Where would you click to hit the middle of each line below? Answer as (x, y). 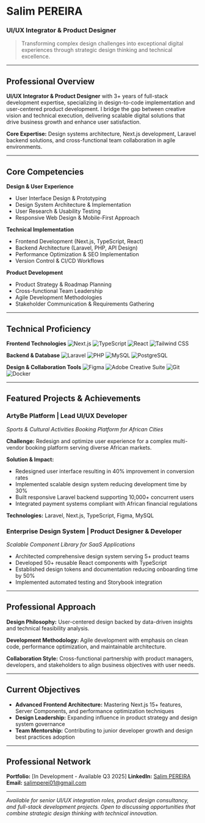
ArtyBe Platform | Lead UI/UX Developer (67, 416)
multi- (180, 441)
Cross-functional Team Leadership (59, 291)
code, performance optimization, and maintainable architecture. (86, 646)
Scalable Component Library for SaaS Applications (71, 544)
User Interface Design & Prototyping (61, 198)
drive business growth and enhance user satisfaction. (74, 122)
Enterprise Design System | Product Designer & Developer (94, 531)
